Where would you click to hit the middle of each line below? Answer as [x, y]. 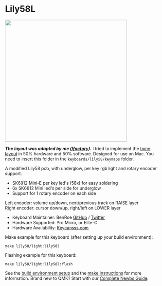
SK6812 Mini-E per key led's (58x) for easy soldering [65, 183]
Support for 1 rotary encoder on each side [54, 193]
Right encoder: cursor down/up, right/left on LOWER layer [63, 208]
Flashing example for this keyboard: [41, 255]
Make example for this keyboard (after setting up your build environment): [79, 237]
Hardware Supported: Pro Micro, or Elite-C [55, 222]
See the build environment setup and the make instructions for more [73, 273]
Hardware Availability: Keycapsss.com [50, 228]
